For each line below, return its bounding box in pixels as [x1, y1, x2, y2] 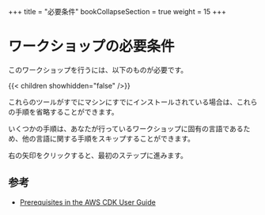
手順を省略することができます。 [14, 107, 119, 116]
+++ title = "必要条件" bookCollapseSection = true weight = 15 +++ [8, 7, 227, 16]
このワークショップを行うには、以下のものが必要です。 [8, 65, 188, 74]
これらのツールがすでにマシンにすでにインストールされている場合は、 [8, 97, 237, 107]
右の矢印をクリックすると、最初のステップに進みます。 [8, 150, 188, 160]
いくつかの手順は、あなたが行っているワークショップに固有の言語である [8, 123, 244, 133]
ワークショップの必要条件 [8, 38, 176, 55]
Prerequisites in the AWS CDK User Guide [19, 197, 156, 207]
